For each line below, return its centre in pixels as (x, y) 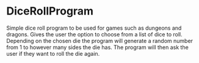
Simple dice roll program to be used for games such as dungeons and (94, 28)
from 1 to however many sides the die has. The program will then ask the (98, 47)
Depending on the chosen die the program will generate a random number (100, 41)
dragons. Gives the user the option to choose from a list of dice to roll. (94, 34)
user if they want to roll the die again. (53, 53)
